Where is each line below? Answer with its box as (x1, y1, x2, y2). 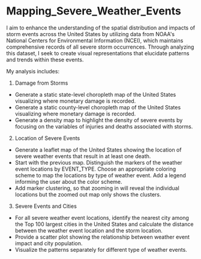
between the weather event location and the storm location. (14, 227, 163, 234)
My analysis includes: (6, 67, 60, 75)
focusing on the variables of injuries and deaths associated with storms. (14, 123, 193, 130)
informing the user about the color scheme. (14, 178, 122, 185)
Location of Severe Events (14, 134, 80, 142)
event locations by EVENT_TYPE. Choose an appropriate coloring (14, 165, 176, 172)
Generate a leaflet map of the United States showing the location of (14, 146, 182, 153)
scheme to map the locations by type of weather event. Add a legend (14, 171, 186, 178)
